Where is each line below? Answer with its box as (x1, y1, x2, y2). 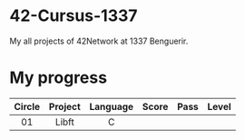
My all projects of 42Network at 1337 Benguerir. (9, 35, 189, 46)
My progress (9, 67, 107, 88)
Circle (14, 100, 41, 113)
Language (89, 100, 134, 113)
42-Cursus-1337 (9, 5, 138, 26)
